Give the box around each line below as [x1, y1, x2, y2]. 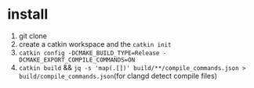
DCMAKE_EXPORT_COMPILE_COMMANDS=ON [18, 56, 136, 64]
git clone [18, 31, 48, 40]
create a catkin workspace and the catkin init [18, 39, 172, 48]
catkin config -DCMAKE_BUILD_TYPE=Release [18, 49, 160, 57]
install [7, 5, 49, 23]
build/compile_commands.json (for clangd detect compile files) [18, 71, 217, 80]
